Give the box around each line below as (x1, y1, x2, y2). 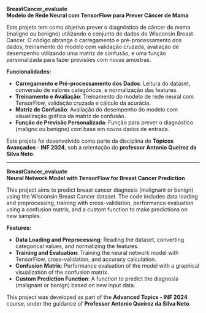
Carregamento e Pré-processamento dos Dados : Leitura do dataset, (15, 80, 191, 87)
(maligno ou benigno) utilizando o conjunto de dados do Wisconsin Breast (6, 30, 193, 37)
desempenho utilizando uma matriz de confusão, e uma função (6, 50, 167, 57)
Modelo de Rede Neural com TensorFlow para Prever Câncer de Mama (6, 12, 189, 19)
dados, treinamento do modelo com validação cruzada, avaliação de (6, 43, 179, 50)
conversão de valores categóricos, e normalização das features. (15, 86, 178, 94)
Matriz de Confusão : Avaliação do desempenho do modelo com (15, 106, 178, 113)
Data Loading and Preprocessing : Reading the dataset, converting (15, 236, 185, 243)
